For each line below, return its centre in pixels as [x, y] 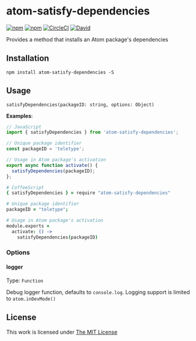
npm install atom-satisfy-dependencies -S [60, 72]
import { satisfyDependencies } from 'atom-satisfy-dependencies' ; [93, 133]
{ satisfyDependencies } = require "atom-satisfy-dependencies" [88, 193]
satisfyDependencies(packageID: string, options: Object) [80, 105]
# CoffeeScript [25, 187]
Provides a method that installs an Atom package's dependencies [87, 39]
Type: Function [25, 280]
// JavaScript [24, 127]
